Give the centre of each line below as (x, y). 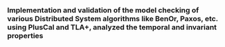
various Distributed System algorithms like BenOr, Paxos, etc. (112, 18)
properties (25, 35)
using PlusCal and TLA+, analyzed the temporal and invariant (112, 27)
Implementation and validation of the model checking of (103, 10)
